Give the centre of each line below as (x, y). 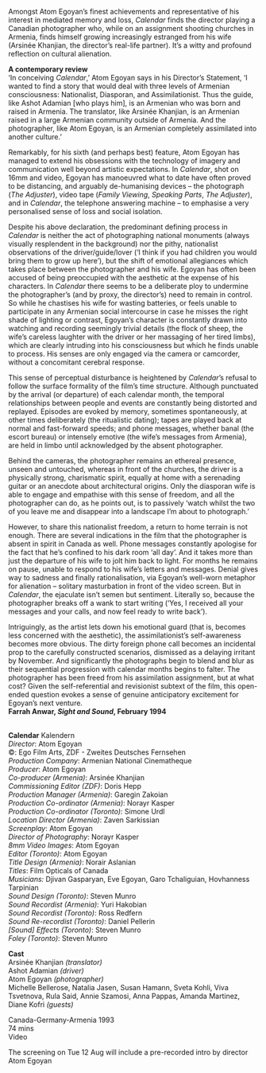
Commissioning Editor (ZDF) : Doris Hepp (75, 786)
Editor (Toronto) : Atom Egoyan (58, 854)
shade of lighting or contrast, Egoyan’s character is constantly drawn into (128, 320)
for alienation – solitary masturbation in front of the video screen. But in (125, 586)
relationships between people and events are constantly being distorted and (133, 403)
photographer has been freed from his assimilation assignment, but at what (131, 677)
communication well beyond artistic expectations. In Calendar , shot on (124, 169)
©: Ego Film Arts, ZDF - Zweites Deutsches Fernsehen (97, 752)
